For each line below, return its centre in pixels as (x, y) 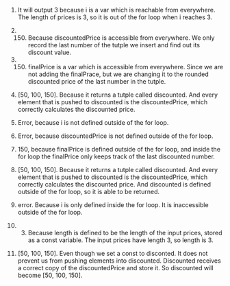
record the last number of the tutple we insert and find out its (114, 45)
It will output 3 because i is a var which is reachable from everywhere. (116, 10)
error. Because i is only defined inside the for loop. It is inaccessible (113, 205)
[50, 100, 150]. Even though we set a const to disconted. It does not (113, 253)
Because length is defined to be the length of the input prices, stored (125, 233)
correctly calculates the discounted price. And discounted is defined (114, 184)
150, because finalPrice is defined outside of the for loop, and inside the (119, 149)
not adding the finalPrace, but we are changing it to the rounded (118, 74)
